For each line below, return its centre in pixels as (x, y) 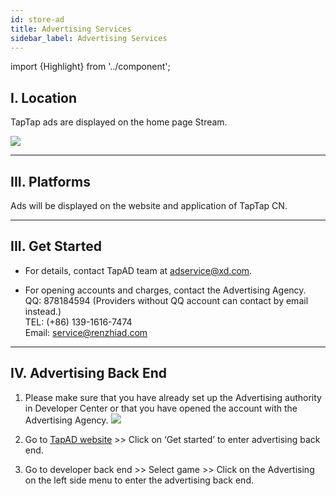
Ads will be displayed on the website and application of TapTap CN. (149, 205)
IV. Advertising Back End (89, 373)
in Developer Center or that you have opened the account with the (161, 408)
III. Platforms (50, 181)
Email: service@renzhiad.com (86, 332)
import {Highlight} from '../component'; (90, 67)
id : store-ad (37, 19)
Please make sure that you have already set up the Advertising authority (173, 397)
